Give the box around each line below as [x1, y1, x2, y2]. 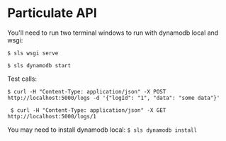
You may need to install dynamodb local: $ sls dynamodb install [7, 125, 197, 134]
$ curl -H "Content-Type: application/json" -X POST [7, 88, 166, 95]
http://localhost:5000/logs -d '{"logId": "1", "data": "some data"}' [7, 94, 220, 101]
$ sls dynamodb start [7, 62, 72, 69]
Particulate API [7, 5, 97, 21]
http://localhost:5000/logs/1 [7, 113, 97, 120]
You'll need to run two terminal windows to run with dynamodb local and [7, 28, 219, 37]
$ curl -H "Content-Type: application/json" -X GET [10, 106, 166, 114]
